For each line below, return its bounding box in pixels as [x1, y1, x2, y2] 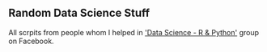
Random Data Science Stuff [8, 6, 150, 20]
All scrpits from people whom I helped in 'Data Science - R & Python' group [8, 27, 260, 37]
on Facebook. [8, 36, 54, 46]
